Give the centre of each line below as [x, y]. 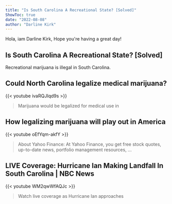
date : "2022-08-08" [26, 19]
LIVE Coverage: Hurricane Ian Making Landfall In [84, 166]
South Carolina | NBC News [50, 174]
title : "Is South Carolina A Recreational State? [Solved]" [71, 10]
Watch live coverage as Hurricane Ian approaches [71, 196]
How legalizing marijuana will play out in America [85, 122]
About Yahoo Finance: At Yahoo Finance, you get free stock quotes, [90, 144]
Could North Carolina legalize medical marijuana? [86, 83]
